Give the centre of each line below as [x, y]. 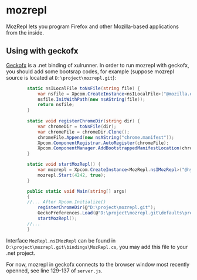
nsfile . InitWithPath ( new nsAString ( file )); [91, 99]
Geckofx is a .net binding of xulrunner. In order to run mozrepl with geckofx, [98, 65]
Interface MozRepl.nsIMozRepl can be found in [61, 240]
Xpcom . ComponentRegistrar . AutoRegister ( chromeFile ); [103, 143]
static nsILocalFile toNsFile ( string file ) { [84, 88]
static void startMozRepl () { [64, 165]
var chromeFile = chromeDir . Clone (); [84, 132]
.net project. [21, 253]
